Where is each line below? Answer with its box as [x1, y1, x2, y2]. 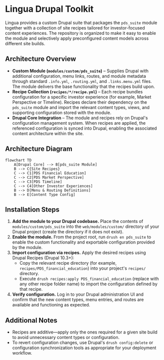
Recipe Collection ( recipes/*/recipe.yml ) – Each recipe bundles [12, 88, 143, 94]
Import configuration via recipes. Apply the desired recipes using [12, 249, 146, 256]
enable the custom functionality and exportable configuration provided [12, 239, 155, 245]
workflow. [12, 350, 32, 356]
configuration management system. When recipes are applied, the [12, 120, 146, 126]
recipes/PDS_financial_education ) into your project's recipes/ [19, 265, 146, 271]
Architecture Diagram [5, 145, 72, 153]
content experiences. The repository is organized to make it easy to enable [5, 30, 156, 36]
